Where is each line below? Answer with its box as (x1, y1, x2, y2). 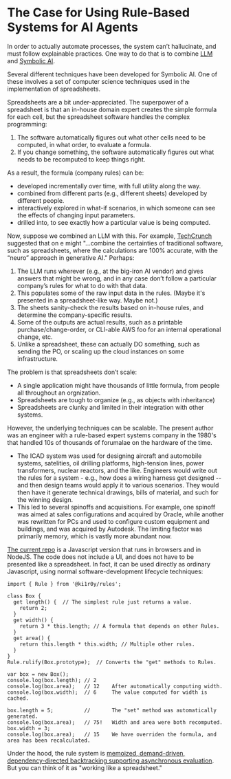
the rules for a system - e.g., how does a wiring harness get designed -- (16, 473, 222, 482)
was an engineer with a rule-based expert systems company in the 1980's (7, 431, 217, 439)
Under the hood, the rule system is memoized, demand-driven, (7, 749, 186, 757)
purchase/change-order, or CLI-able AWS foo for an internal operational (16, 325, 221, 333)
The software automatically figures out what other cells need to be (16, 133, 206, 142)
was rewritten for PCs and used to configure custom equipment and (16, 517, 210, 525)
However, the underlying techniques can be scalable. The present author (7, 424, 214, 432)
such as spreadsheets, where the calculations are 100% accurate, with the (7, 246, 219, 254)
